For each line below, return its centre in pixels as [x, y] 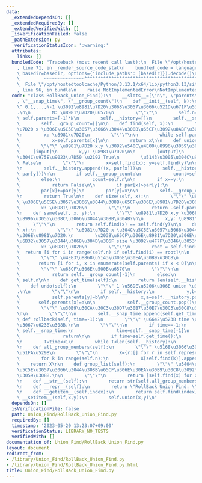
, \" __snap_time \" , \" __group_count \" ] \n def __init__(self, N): [105, 101]
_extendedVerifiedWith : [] [45, 29]
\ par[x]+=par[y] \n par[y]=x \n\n [78, 191]
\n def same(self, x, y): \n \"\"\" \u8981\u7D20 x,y [98, 213]
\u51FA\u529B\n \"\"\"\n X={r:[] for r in [90, 353]
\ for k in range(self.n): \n [63, 358]
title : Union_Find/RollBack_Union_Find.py [60, 470]
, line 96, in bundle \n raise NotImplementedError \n [89, 90]
